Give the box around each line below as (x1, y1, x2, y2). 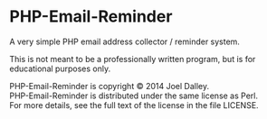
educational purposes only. (9, 63, 111, 74)
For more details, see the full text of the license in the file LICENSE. (9, 99, 260, 110)
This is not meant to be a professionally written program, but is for (9, 53, 256, 64)
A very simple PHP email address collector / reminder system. (9, 36, 240, 47)
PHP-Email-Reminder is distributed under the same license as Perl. (9, 90, 258, 101)
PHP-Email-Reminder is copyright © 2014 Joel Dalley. (9, 80, 210, 91)
